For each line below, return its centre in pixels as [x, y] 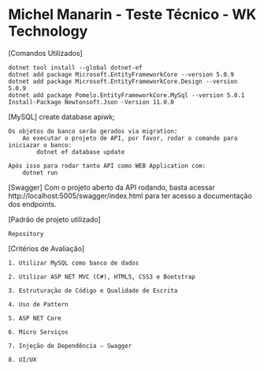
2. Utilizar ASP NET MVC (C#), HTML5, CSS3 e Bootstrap [102, 277]
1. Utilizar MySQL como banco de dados [74, 263]
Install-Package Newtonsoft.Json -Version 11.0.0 [91, 102]
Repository [26, 234]
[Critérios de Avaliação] [46, 248]
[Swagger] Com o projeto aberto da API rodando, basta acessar [112, 187]
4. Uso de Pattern [38, 304]
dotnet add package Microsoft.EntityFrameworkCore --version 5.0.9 [121, 74]
